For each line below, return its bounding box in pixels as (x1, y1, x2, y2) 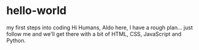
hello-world (6, 4, 67, 18)
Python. (6, 37, 26, 44)
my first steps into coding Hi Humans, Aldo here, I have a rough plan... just (6, 24, 194, 31)
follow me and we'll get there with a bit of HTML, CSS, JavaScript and (6, 30, 182, 37)
